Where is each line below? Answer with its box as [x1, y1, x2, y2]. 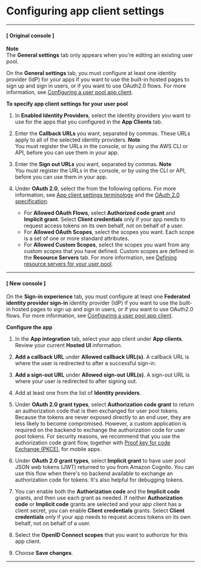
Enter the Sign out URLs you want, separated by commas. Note [14, 161, 172, 168]
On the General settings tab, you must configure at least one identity [6, 70, 176, 77]
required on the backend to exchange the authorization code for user [14, 426, 185, 434]
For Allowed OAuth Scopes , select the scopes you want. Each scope [23, 229, 194, 236]
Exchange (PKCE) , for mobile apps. [14, 446, 102, 453]
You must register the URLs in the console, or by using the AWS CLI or [14, 143, 188, 150]
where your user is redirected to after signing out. [14, 378, 138, 385]
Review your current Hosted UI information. [14, 342, 123, 349]
